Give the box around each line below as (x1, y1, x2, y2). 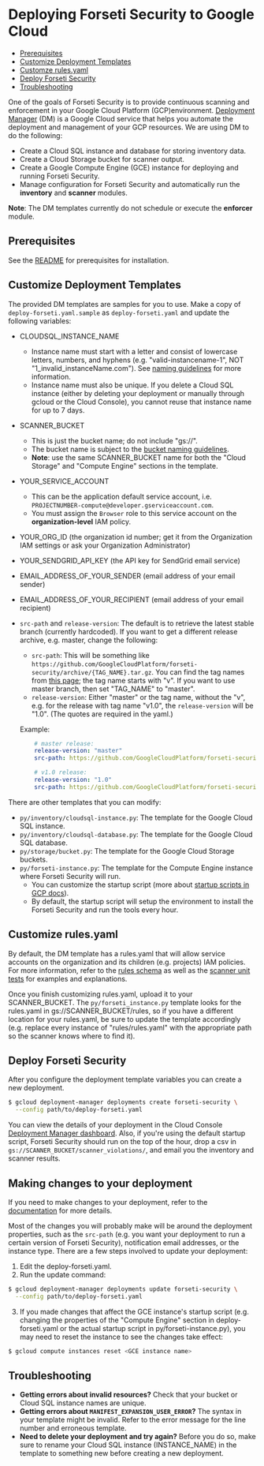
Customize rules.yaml (8, 928, 118, 941)
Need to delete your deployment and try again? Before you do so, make (19, 1432, 256, 1442)
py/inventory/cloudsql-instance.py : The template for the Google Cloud (19, 813, 254, 822)
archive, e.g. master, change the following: (19, 635, 158, 645)
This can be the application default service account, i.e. (31, 492, 213, 501)
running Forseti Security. (19, 171, 100, 181)
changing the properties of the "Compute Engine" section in (19, 1315, 215, 1325)
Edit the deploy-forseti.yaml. (19, 1262, 112, 1271)
